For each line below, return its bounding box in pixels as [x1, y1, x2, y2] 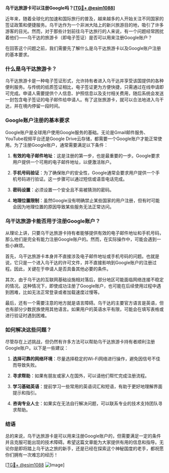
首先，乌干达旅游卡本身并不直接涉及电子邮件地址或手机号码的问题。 [5, 253, 146, 259]
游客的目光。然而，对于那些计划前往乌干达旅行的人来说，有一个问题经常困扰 [5, 28, 164, 34]
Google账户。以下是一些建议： [5, 345, 69, 351]
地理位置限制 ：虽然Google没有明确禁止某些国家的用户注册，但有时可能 [12, 197, 160, 203]
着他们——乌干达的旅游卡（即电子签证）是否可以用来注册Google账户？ [5, 35, 152, 40]
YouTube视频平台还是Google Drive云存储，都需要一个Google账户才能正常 [5, 136, 158, 142]
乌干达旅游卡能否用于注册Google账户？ [5, 217, 101, 224]
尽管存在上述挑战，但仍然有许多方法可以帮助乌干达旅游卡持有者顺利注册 [5, 339, 155, 345]
